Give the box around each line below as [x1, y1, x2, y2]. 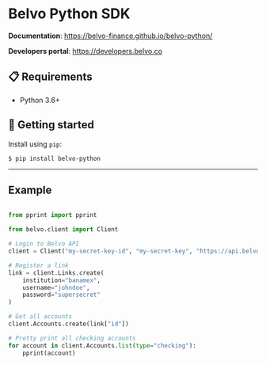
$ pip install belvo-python [8, 154, 101, 162]
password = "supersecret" [22, 291, 101, 299]
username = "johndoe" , [22, 283, 90, 291]
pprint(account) [22, 349, 77, 357]
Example [8, 183, 52, 196]
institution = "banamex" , [22, 276, 101, 284]
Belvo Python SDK [8, 5, 131, 23]
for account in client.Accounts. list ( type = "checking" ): [8, 341, 196, 349]
